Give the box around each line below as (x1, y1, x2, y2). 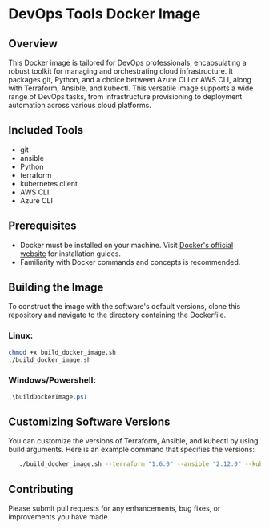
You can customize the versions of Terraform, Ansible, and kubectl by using (8, 436, 259, 446)
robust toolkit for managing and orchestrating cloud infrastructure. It (8, 66, 234, 76)
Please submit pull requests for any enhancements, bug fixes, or (8, 503, 221, 513)
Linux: (8, 330, 34, 341)
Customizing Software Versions (8, 415, 171, 429)
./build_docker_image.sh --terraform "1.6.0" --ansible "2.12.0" (18, 460, 242, 468)
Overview (8, 37, 58, 50)
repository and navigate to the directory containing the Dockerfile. (8, 310, 227, 320)
